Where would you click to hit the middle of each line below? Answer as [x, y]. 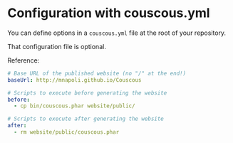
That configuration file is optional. [57, 46]
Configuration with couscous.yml [109, 13]
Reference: [24, 60]
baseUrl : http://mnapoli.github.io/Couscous [74, 80]
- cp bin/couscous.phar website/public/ [74, 106]
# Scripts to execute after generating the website [86, 119]
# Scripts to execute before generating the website [87, 93]
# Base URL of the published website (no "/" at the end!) [97, 73]
